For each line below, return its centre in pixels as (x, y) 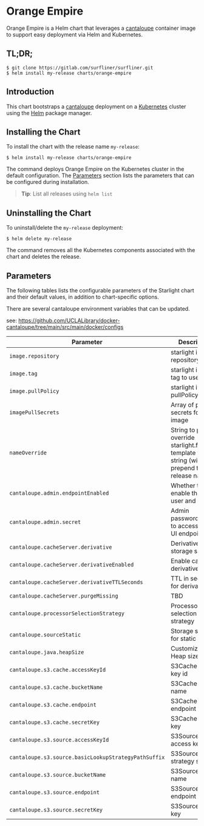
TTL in (180, 578)
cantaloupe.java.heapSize (47, 652)
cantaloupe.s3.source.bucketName (58, 775)
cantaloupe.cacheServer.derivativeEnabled (72, 565)
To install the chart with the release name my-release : (73, 147)
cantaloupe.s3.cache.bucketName (56, 687)
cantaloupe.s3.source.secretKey (56, 810)
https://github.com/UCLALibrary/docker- (69, 320)
